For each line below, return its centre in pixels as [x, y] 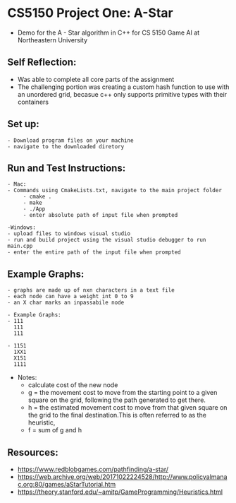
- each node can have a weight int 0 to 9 [70, 297]
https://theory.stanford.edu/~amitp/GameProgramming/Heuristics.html [120, 492]
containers [33, 102]
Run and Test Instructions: [67, 168]
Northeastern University [52, 40]
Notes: [27, 378]
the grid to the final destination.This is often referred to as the [117, 415]
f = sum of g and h [55, 430]
